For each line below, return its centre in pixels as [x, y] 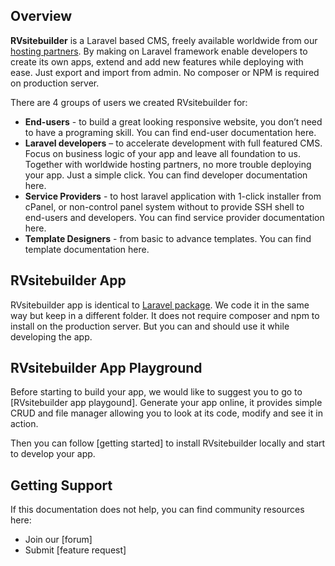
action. [24, 424]
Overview [41, 16]
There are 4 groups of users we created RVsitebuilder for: [129, 102]
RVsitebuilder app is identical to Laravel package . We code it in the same [160, 305]
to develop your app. [53, 454]
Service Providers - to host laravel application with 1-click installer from [173, 196]
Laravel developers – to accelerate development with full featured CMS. [173, 143]
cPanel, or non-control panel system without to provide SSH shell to [164, 206]
